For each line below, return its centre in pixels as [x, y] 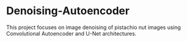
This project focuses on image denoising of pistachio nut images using [93, 27]
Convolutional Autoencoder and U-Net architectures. [71, 33]
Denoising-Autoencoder [68, 11]
